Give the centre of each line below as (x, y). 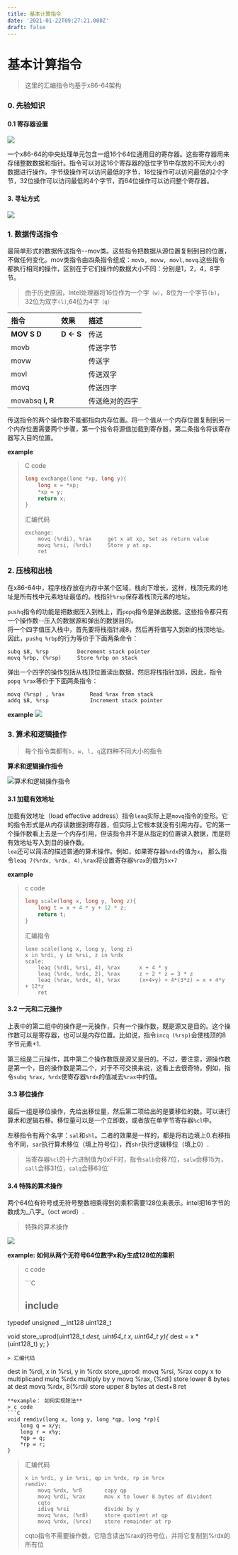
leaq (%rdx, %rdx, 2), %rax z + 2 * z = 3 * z (115, 973)
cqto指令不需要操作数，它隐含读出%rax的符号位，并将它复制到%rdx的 (127, 1536)
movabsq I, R (33, 400)
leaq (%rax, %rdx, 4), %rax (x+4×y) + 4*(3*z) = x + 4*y (131, 980)
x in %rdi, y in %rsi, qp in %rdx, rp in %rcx (95, 1478)
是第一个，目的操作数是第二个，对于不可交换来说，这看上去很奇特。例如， (116, 1068)
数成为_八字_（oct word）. (46, 1212)
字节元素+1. (24, 1044)
